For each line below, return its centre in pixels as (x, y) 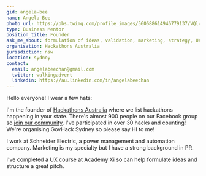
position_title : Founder (38, 35)
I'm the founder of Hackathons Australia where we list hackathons (90, 110)
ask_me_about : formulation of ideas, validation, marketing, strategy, (100, 40)
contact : (17, 63)
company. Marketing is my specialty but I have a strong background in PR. (100, 148)
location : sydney (29, 58)
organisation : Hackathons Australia (53, 47)
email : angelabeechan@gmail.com (53, 69)
